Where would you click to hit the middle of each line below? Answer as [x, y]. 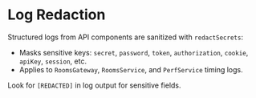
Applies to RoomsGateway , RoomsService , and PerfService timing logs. [131, 69]
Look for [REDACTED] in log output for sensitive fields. [94, 85]
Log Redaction [57, 15]
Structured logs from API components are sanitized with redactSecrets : [126, 37]
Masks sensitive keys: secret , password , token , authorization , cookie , [134, 52]
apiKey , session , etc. [53, 61]
